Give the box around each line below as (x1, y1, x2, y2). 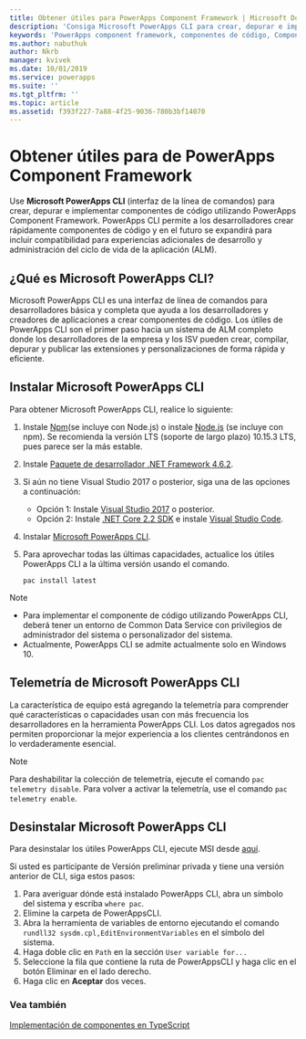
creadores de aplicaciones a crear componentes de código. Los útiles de (9, 314, 284, 325)
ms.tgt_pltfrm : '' (9, 89, 79, 99)
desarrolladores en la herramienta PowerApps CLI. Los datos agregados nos (9, 719, 296, 729)
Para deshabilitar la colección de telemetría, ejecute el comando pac (9, 773, 265, 784)
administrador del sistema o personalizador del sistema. (22, 629, 233, 640)
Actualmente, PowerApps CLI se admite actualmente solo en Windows (22, 638, 287, 649)
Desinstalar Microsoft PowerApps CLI (9, 819, 227, 835)
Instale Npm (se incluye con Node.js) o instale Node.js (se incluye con (22, 421, 284, 432)
